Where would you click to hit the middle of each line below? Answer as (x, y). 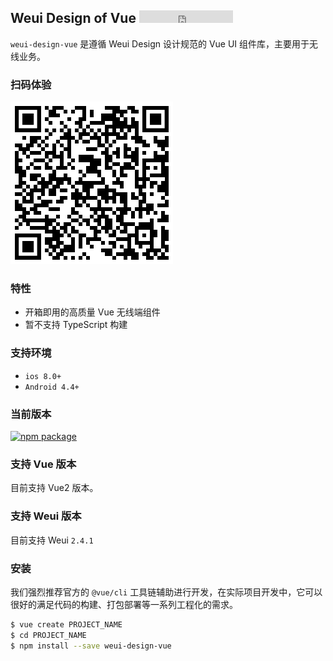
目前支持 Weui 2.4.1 (52, 540)
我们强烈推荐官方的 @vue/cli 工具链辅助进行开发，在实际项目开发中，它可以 (166, 592)
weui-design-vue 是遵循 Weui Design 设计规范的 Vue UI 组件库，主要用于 (160, 43)
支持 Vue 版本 (43, 464)
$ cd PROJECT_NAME (48, 635)
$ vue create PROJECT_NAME (66, 624)
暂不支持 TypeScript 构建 (76, 325)
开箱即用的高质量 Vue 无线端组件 (92, 312)
